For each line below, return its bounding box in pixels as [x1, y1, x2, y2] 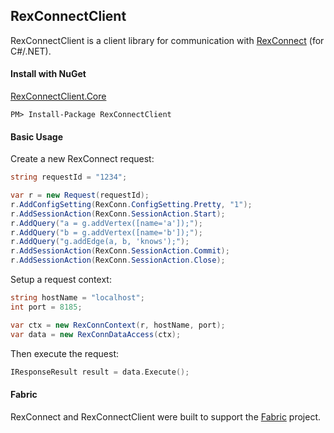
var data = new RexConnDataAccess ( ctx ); [10, 329, 182, 339]
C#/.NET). [10, 45, 52, 57]
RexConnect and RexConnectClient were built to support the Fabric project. [10, 410, 322, 423]
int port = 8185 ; [10, 302, 83, 312]
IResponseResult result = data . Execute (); [10, 367, 190, 377]
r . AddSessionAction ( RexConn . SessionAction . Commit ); [10, 246, 230, 256]
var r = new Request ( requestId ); [10, 190, 150, 201]
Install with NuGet [10, 68, 87, 80]
